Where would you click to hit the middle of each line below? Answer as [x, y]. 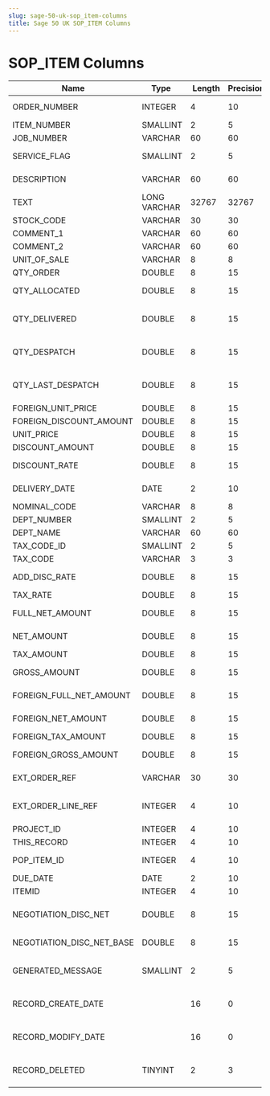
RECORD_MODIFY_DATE [59, 1037]
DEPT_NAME [37, 533]
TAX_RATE [32, 595]
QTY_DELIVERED [45, 319]
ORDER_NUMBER [45, 107]
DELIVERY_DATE [44, 489]
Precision [246, 88]
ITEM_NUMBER [41, 125]
